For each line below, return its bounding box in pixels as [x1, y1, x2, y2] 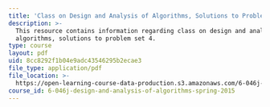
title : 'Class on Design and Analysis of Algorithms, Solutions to [8, 11, 239, 20]
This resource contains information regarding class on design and [15, 27, 247, 35]
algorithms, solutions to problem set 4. [15, 34, 157, 43]
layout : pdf [8, 49, 48, 57]
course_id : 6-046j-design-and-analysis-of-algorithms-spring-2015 [8, 86, 235, 95]
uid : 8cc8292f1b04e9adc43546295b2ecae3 [8, 57, 142, 65]
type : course [8, 42, 52, 50]
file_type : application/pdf [8, 64, 103, 72]
